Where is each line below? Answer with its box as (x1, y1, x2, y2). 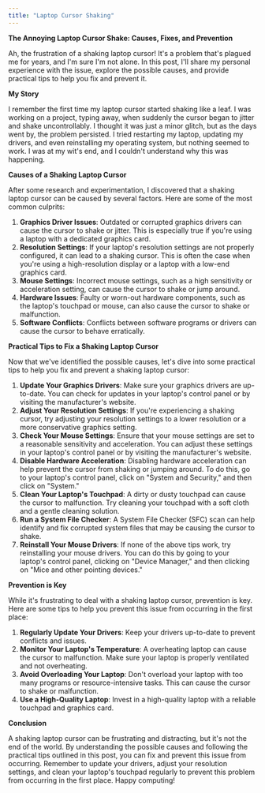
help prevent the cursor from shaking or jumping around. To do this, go (19, 464, 251, 473)
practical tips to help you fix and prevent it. (8, 73, 147, 83)
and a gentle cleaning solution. (19, 506, 120, 515)
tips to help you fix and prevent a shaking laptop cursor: (8, 365, 190, 375)
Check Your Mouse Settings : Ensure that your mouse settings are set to (19, 431, 255, 440)
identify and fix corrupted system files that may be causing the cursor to (19, 522, 255, 533)
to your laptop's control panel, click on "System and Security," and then (19, 473, 252, 482)
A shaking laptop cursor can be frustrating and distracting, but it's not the (8, 733, 247, 743)
